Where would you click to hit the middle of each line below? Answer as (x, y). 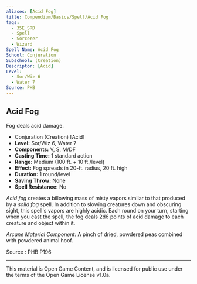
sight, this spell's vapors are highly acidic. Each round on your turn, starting (97, 210)
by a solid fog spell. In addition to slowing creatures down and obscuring (94, 204)
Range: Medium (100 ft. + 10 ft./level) (60, 162)
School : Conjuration (31, 55)
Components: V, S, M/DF (45, 149)
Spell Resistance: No (40, 187)
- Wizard (22, 45)
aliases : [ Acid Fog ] (31, 11)
